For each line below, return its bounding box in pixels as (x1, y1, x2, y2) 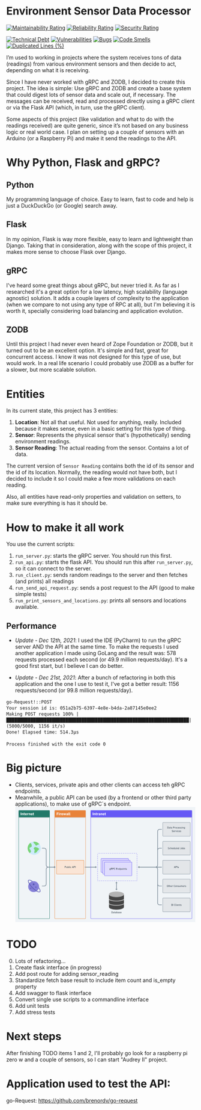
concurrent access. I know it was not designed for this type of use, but (6, 353, 181, 360)
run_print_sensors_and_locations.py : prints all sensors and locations (14, 597, 187, 604)
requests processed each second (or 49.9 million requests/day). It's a (14, 656, 188, 663)
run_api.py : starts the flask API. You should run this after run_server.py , (14, 558, 193, 566)
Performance (6, 621, 57, 631)
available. (14, 603, 39, 611)
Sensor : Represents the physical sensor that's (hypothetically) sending (14, 431, 191, 439)
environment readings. (14, 438, 71, 445)
